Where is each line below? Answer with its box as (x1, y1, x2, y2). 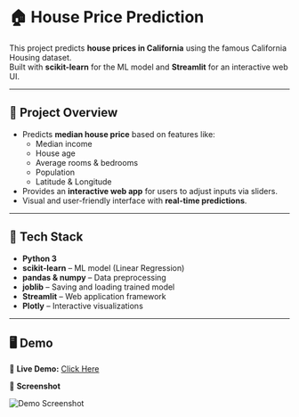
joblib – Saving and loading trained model (21, 282, 175, 292)
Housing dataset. (9, 52, 72, 62)
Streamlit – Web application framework (21, 290, 166, 301)
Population (35, 167, 76, 177)
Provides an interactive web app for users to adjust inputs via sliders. (21, 185, 279, 196)
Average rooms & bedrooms (35, 157, 139, 168)
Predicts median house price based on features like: (21, 128, 215, 139)
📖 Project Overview (9, 105, 118, 120)
